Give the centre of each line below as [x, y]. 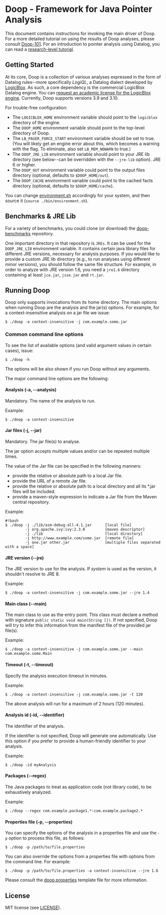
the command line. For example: [38, 862]
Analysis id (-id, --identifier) [35, 715]
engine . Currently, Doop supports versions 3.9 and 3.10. [62, 98]
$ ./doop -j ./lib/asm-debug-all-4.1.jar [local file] [69, 525]
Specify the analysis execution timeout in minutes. [56, 676]
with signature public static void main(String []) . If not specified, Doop [81, 620]
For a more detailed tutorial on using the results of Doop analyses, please [80, 39]
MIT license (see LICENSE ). [33, 908]
